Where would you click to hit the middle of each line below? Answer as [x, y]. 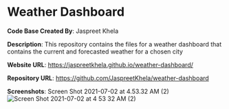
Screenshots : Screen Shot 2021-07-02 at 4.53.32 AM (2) [88, 91]
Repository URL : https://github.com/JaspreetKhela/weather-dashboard [108, 78]
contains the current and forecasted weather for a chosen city [95, 51]
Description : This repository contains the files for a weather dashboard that [115, 44]
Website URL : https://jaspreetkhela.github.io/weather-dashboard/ [100, 64]
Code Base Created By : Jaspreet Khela [63, 31]
